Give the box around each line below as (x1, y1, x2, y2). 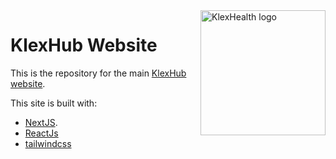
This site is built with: (10, 97, 98, 109)
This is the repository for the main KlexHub (10, 67, 187, 79)
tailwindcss (24, 137, 72, 149)
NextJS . (24, 116, 58, 128)
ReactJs (24, 127, 59, 139)
